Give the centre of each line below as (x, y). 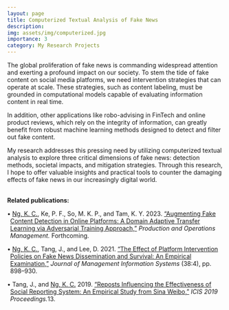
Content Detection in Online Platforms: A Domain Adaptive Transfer (105, 221)
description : (26, 26)
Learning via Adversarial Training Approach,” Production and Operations (113, 228)
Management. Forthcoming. (50, 236)
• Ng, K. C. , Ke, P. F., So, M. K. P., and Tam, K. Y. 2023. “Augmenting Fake (112, 214)
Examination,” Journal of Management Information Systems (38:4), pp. (111, 263)
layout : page (26, 13)
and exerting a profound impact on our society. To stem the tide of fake (108, 72)
